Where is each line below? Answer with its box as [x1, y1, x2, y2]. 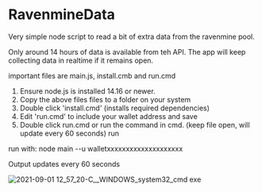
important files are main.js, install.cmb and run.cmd [8, 71, 176, 80]
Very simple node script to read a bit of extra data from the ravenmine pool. [8, 32, 256, 41]
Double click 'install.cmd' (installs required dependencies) [19, 103, 210, 113]
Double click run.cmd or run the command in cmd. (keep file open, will [19, 120, 250, 129]
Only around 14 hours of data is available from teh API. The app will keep [8, 47, 246, 56]
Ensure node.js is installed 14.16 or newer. [19, 86, 156, 96]
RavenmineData [8, 6, 115, 24]
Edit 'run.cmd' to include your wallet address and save [19, 111, 198, 121]
